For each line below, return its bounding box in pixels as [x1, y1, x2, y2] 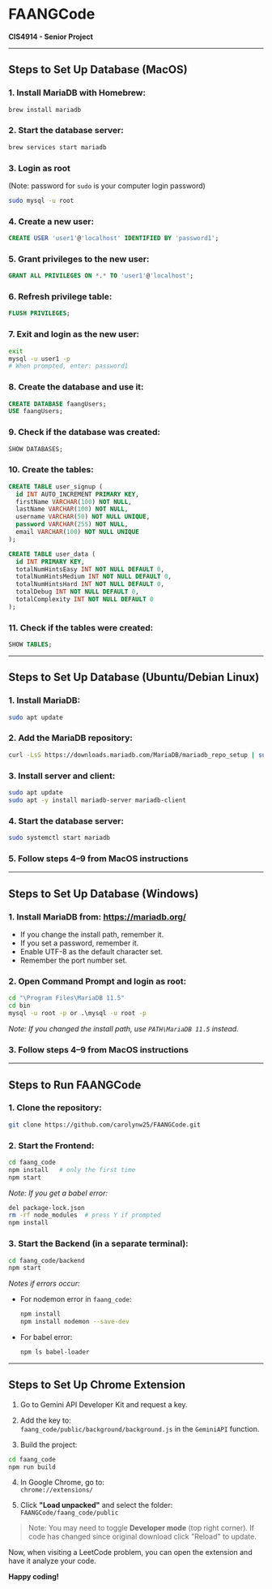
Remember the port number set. [19, 955, 128, 965]
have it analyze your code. [8, 1556, 97, 1566]
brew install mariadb [8, 106, 82, 114]
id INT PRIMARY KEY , [15, 558, 85, 566]
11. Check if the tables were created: [8, 622, 154, 633]
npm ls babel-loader [19, 1348, 90, 1356]
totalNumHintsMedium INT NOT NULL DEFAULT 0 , [15, 573, 172, 581]
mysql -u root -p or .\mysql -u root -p [8, 1009, 147, 1017]
